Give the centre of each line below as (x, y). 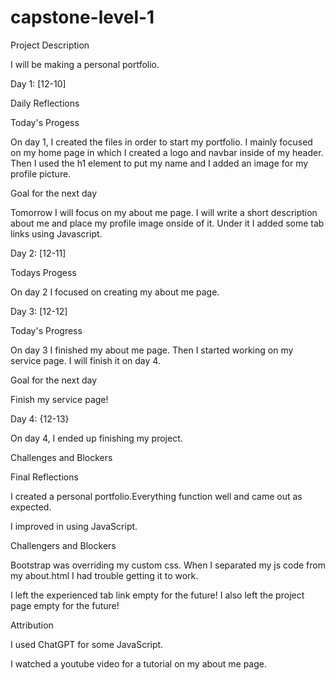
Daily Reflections (45, 103)
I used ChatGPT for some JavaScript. (87, 644)
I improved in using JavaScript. (74, 526)
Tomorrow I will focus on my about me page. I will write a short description (164, 212)
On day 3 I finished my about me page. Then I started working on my (152, 350)
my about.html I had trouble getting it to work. (104, 575)
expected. (31, 507)
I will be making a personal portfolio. (85, 64)
